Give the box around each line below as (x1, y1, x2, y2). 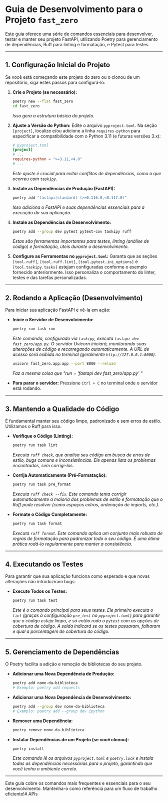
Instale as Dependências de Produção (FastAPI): (12, 185, 115, 191)
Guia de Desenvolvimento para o (5, 4, 143, 15)
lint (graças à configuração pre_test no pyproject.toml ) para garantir (12, 612, 160, 618)
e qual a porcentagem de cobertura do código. (12, 628, 110, 634)
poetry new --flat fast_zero (12, 99, 73, 104)
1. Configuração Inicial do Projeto (5, 61, 110, 69)
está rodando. (12, 385, 41, 391)
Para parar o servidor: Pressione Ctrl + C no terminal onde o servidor (12, 380, 158, 386)
